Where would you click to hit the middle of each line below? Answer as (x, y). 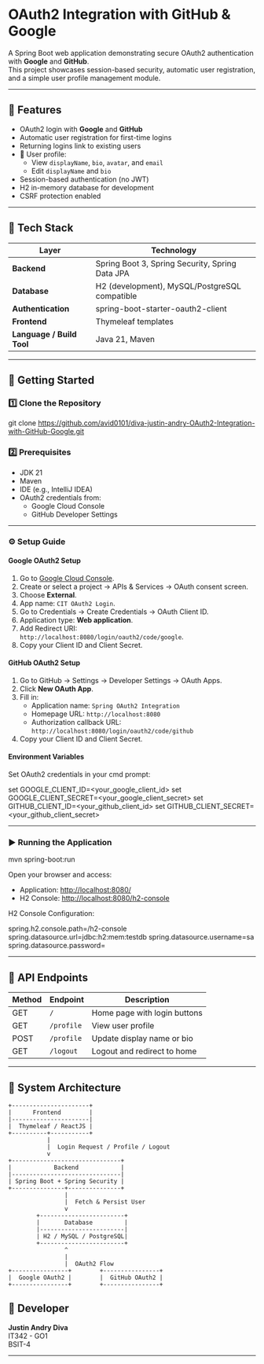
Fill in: (29, 697)
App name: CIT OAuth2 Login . (67, 603)
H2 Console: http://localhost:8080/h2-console (95, 899)
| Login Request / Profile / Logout (108, 1147)
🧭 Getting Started (51, 380)
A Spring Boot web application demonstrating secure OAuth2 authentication (131, 53)
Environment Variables (46, 757)
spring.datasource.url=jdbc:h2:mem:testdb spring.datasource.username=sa (131, 937)
